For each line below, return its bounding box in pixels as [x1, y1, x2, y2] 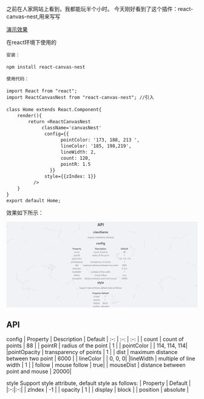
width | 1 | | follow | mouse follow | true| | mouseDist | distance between [6, 361, 186, 369]
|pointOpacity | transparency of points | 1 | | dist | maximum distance [6, 349, 178, 356]
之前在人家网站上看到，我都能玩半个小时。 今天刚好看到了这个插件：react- [6, 5, 193, 12]
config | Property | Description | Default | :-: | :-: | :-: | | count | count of [6, 336, 184, 343]
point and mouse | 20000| [6, 368, 72, 375]
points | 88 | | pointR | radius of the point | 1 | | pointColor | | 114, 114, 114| [6, 342, 188, 349]
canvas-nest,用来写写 [6, 13, 61, 20]
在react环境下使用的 [6, 39, 56, 46]
